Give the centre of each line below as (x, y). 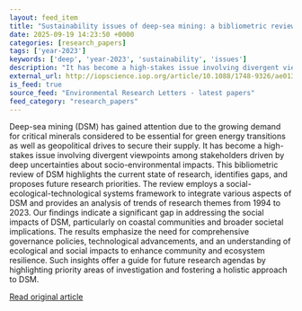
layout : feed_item (44, 18)
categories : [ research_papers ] (68, 43)
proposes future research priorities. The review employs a (117, 184)
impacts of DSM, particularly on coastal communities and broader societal (147, 222)
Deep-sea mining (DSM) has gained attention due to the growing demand (145, 127)
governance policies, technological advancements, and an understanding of (150, 241)
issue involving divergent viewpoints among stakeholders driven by (160, 155)
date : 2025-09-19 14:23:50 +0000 (72, 34)
